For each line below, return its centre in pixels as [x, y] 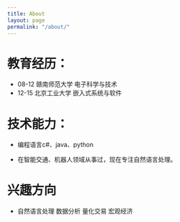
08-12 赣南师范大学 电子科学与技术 [67, 84]
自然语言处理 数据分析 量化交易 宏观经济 [75, 211]
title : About [26, 14]
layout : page [26, 20]
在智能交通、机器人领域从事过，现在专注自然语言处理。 [97, 160]
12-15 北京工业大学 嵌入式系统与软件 [69, 93]
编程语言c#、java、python [55, 145]
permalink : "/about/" [39, 27]
